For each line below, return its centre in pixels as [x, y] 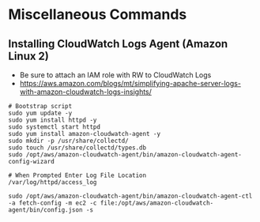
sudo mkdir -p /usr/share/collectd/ [68, 141]
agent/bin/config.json [45, 210]
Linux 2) [29, 56]
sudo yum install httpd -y [53, 120]
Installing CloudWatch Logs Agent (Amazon [118, 44]
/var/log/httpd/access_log [53, 182]
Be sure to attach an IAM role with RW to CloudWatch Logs [115, 75]
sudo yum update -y [40, 113]
